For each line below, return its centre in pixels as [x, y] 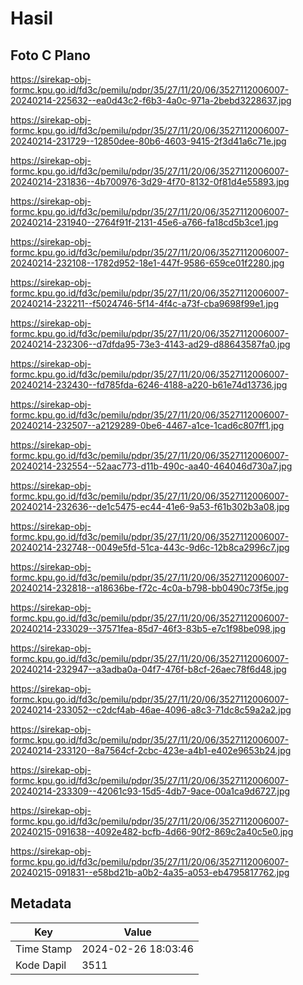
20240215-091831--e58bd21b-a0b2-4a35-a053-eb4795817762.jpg [150, 872]
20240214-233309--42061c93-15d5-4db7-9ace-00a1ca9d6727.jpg [150, 791]
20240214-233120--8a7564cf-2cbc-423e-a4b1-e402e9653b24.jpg [151, 750]
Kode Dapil [41, 965]
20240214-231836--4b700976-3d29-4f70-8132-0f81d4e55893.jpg [150, 181]
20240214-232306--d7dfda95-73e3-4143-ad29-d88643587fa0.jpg [150, 344]
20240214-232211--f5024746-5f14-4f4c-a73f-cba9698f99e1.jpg [145, 303]
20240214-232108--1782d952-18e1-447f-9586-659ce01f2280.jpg [147, 263]
